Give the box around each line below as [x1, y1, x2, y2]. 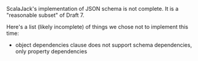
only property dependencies [15, 48, 88, 55]
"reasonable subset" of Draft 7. [6, 11, 85, 19]
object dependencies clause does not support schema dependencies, [15, 42, 192, 48]
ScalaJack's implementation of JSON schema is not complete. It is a [6, 5, 179, 12]
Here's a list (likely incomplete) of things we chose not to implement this [6, 24, 189, 30]
